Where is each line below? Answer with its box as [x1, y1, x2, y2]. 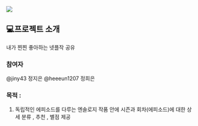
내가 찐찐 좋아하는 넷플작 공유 [6, 44, 76, 51]
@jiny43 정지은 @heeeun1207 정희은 [6, 75, 95, 82]
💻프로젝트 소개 [6, 24, 60, 35]
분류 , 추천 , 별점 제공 [21, 113, 71, 121]
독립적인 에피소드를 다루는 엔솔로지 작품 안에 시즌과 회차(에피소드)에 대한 [14, 106, 186, 113]
